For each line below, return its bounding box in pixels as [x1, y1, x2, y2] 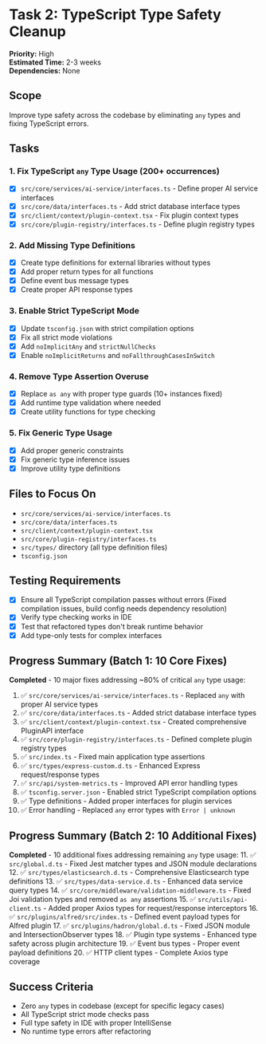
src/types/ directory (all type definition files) [20, 542, 168, 552]
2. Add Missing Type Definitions [9, 239, 136, 250]
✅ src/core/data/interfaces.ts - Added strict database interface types [20, 708, 257, 718]
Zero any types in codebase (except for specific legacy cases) [20, 1001, 225, 1011]
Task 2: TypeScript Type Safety [9, 6, 221, 24]
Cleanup [9, 22, 67, 41]
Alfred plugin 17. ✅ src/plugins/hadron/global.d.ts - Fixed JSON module [9, 921, 250, 931]
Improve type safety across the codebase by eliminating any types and [9, 110, 241, 120]
